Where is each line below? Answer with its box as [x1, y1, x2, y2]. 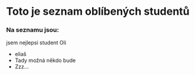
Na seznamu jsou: [6, 26, 59, 34]
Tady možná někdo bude [14, 57, 76, 64]
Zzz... [14, 63, 29, 70]
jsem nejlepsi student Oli [6, 39, 67, 46]
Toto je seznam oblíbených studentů [6, 5, 190, 18]
